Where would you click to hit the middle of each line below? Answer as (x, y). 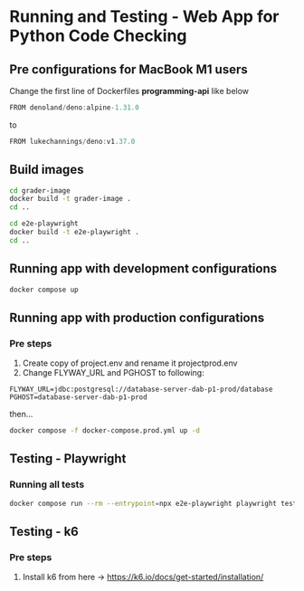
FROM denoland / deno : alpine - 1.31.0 (75, 108)
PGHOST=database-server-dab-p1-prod (78, 397)
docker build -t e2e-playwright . (75, 233)
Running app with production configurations (137, 317)
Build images (47, 170)
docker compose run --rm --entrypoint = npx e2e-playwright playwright (143, 503)
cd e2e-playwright (44, 224)
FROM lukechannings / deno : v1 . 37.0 (72, 141)
